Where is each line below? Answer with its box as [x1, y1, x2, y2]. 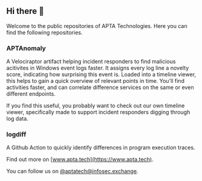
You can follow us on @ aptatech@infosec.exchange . [6, 168, 139, 175]
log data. [6, 115, 29, 122]
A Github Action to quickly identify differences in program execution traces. [6, 144, 196, 151]
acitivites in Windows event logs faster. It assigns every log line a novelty [6, 65, 189, 72]
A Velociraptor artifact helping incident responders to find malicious [6, 58, 176, 65]
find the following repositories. [6, 29, 83, 36]
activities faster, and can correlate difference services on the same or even [6, 83, 195, 91]
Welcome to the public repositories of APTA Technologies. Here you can [6, 22, 187, 29]
